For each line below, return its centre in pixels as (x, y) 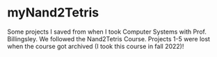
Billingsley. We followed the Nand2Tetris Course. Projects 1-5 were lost (109, 38)
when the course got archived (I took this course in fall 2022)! (96, 46)
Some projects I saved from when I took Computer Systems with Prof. (107, 32)
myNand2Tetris (53, 13)
